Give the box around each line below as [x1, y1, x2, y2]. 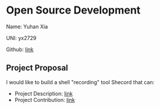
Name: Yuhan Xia [6, 23, 48, 30]
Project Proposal [6, 63, 69, 73]
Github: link [6, 45, 34, 53]
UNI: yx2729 [6, 34, 36, 41]
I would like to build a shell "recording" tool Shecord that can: [6, 78, 155, 85]
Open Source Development [6, 4, 141, 17]
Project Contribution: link [14, 96, 75, 103]
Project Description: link [14, 90, 73, 97]
